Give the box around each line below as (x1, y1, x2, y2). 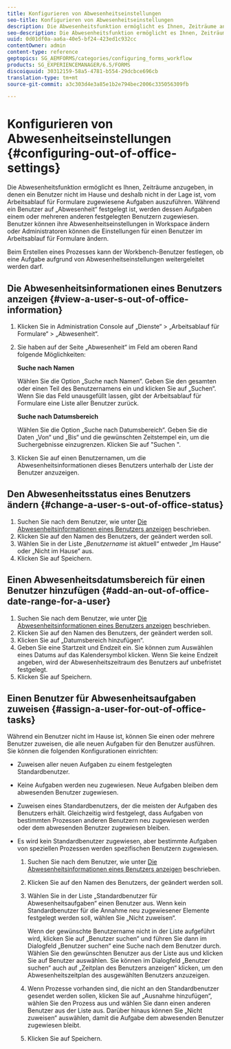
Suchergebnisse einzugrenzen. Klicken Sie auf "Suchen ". (16, 441, 181, 448)
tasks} (7, 715, 36, 726)
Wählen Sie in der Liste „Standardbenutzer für (27, 892, 158, 900)
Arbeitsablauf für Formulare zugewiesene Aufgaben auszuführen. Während (7, 198, 220, 206)
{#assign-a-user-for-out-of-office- (51, 703, 206, 715)
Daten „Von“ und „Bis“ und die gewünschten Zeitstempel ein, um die (16, 433, 210, 441)
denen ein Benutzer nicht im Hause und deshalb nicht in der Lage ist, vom (7, 190, 217, 199)
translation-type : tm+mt (7, 74, 78, 81)
